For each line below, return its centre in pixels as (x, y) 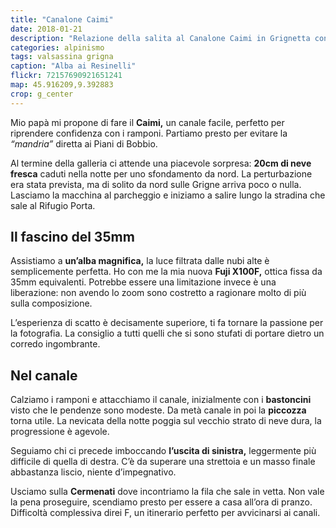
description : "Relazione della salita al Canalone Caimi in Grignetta (160, 38)
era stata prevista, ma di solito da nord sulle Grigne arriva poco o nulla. (156, 184)
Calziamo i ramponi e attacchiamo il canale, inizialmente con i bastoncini (161, 400)
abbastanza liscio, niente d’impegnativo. (93, 472)
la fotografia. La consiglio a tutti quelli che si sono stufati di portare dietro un (167, 333)
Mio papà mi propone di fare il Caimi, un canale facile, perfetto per (147, 122)
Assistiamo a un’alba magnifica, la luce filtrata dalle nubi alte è (140, 261)
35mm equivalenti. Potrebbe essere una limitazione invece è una (143, 282)
